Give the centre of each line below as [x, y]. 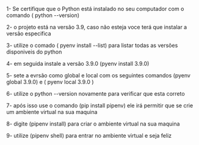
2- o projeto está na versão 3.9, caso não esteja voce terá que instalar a [97, 27]
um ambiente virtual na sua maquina [52, 112]
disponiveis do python [34, 52]
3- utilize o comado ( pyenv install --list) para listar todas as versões [92, 45]
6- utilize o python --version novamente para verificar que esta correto [96, 94]
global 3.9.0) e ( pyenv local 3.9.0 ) [50, 82]
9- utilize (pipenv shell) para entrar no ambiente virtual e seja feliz [89, 136]
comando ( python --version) [43, 15]
